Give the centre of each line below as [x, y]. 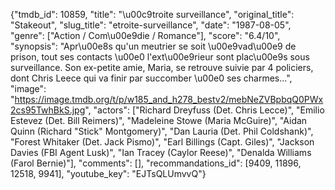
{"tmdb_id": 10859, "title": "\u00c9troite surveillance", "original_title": [152, 14]
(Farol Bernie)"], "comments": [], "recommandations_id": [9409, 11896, [156, 163]
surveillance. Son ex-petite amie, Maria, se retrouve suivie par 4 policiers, [162, 67]
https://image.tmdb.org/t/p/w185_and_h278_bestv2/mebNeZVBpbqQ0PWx [169, 99]
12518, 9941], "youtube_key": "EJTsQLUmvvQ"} [108, 173]
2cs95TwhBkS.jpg [48, 110]
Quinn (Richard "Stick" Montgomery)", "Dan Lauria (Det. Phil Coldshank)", [162, 131]
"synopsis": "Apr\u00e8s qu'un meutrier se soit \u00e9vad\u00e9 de [153, 46]
